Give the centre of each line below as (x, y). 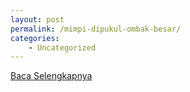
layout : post (37, 19)
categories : (35, 38)
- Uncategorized (62, 47)
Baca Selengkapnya (51, 76)
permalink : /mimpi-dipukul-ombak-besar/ (96, 29)
